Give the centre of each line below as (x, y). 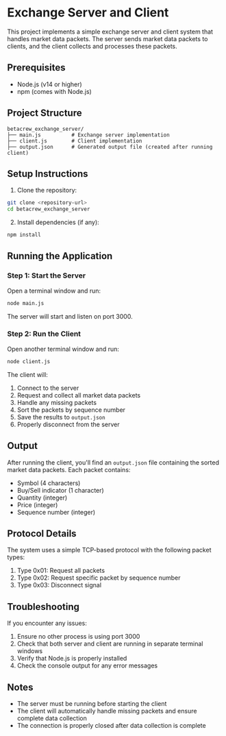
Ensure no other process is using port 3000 (78, 637)
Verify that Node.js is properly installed (72, 659)
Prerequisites (36, 68)
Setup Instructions (48, 174)
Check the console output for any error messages (87, 665)
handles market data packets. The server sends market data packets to (108, 38)
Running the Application (60, 256)
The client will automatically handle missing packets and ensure (107, 711)
